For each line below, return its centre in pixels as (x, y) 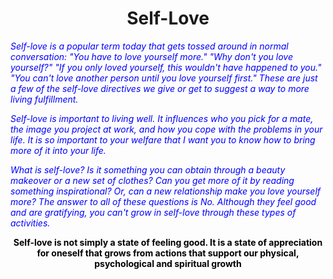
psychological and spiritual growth (168, 263)
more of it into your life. (58, 150)
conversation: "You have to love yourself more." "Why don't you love (151, 56)
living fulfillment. (44, 99)
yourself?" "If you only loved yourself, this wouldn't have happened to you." (166, 67)
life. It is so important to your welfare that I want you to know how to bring (163, 139)
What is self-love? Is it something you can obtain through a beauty (148, 169)
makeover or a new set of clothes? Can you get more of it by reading (152, 180)
